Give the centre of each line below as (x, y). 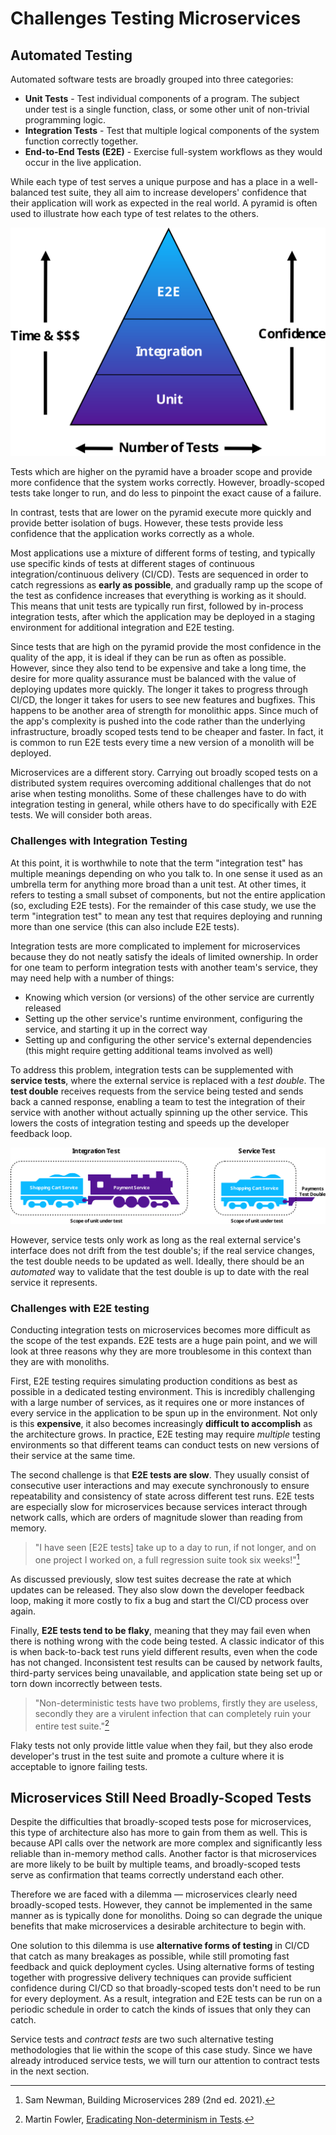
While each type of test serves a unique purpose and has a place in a (153, 181)
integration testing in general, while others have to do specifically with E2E (164, 804)
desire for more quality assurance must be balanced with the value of (153, 679)
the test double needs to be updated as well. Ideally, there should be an (157, 1261)
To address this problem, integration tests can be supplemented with (152, 1069)
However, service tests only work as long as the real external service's (156, 1240)
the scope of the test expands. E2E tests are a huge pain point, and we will (164, 1341)
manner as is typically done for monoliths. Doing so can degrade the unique (166, 1916)
